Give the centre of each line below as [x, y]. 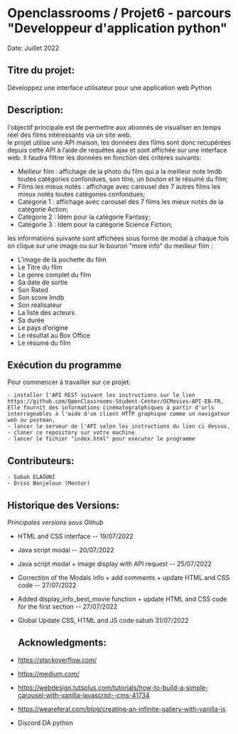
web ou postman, [31, 420]
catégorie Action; [43, 209]
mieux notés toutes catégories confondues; [81, 194]
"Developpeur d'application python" [117, 28]
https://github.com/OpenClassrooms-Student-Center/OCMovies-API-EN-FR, [115, 402]
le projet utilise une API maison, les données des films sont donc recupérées [119, 142]
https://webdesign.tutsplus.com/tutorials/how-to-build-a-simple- [113, 687]
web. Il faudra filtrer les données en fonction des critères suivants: [104, 157]
